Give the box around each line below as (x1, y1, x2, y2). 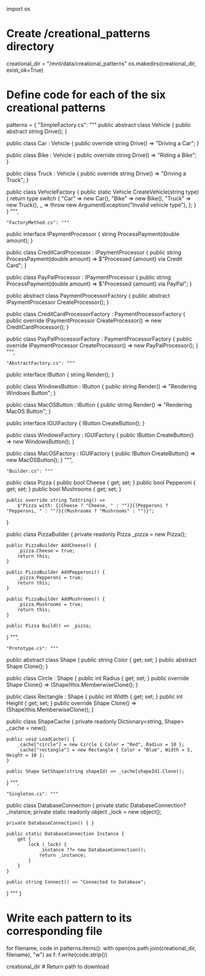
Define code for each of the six (6, 88, 166, 102)
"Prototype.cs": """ (6, 645, 59, 651)
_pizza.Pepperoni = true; (17, 574, 84, 581)
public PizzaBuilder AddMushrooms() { (6, 596, 105, 602)
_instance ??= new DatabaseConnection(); (39, 847, 147, 853)
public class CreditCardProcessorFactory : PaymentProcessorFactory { (6, 310, 185, 317)
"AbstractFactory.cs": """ (6, 360, 75, 366)
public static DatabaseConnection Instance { (6, 830, 124, 837)
